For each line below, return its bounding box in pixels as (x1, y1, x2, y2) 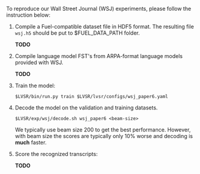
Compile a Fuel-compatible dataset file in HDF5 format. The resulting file (14, 23, 195, 30)
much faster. (14, 139, 47, 146)
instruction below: (6, 11, 51, 19)
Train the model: (14, 82, 56, 89)
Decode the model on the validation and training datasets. (14, 104, 158, 111)
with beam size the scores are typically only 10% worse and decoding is (14, 133, 193, 139)
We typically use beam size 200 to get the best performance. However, (14, 126, 191, 133)
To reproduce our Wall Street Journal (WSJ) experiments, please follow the (6, 5, 192, 12)
